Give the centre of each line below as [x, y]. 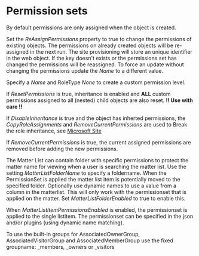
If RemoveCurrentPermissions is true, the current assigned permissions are [99, 142]
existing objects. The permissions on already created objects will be [90, 45]
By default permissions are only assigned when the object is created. [91, 27]
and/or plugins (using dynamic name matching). [65, 223]
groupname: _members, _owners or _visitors [60, 246]
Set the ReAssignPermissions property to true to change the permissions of [99, 39]
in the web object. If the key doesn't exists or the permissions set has [92, 58]
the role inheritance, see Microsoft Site [54, 131]
